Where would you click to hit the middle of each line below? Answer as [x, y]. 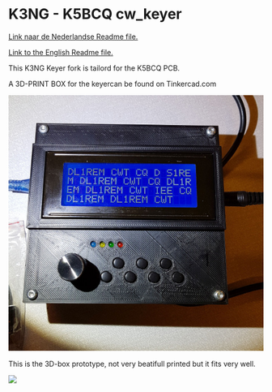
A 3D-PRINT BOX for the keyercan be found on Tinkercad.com [113, 84]
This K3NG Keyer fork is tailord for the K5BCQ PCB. [94, 68]
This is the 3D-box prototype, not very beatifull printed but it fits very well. [132, 364]
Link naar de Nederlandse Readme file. [73, 37]
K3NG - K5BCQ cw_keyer [95, 14]
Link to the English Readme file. [61, 52]
